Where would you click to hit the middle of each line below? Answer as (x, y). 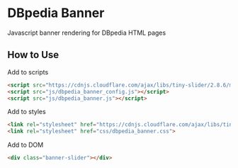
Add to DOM (25, 145)
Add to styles (27, 112)
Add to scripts (28, 72)
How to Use (33, 55)
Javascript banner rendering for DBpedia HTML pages (87, 33)
